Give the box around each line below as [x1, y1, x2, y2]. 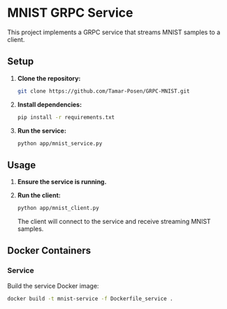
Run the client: [17, 191, 61, 199]
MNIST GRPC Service [7, 5, 134, 21]
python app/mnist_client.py [17, 204, 99, 212]
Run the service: [17, 126, 66, 135]
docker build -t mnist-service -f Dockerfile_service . [7, 295, 173, 302]
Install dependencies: [17, 100, 82, 109]
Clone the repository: [17, 74, 81, 82]
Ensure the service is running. [17, 178, 107, 186]
